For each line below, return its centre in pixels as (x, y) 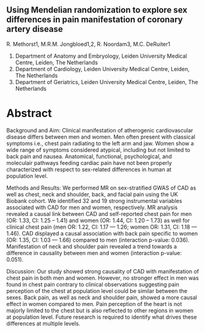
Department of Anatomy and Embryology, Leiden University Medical (101, 56)
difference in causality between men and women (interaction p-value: (94, 253)
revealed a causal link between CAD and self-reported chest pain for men (99, 213)
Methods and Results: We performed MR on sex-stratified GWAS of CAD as (101, 188)
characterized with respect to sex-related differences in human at (89, 169)
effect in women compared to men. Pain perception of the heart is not (94, 304)
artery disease (35, 29)
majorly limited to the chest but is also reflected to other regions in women (100, 310)
